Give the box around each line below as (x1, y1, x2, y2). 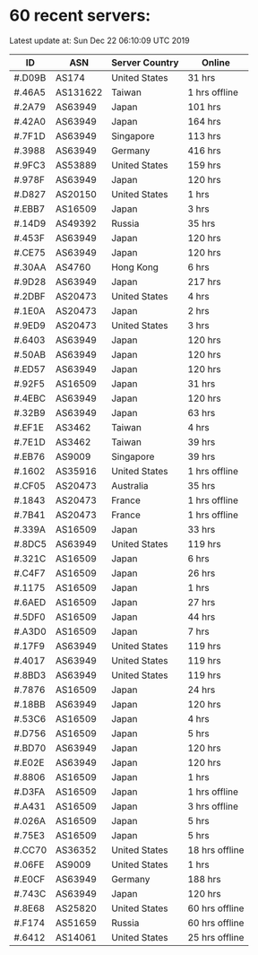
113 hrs (187, 129, 221, 142)
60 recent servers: (9, 5, 151, 26)
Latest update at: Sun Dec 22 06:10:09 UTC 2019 (9, 35, 190, 46)
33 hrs (187, 523, 216, 535)
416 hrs (187, 144, 221, 157)
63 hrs (187, 406, 216, 419)
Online (201, 56, 230, 68)
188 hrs (187, 873, 221, 885)
